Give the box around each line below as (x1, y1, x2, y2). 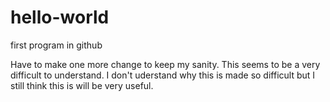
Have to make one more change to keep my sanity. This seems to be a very (10, 58, 321, 70)
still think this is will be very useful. (10, 79, 154, 91)
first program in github (10, 39, 103, 51)
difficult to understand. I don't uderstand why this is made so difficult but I (10, 69, 316, 81)
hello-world (10, 6, 110, 29)
